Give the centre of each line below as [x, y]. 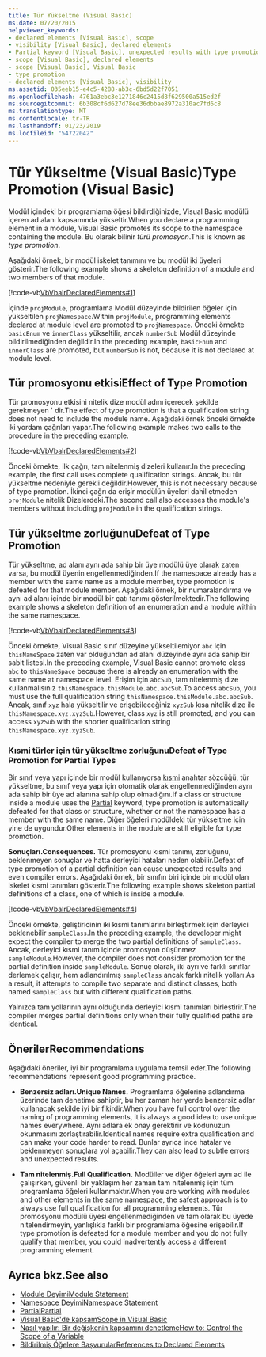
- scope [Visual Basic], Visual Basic [72, 67]
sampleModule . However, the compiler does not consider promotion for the [127, 958]
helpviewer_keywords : [44, 30]
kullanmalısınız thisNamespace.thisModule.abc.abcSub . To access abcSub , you [132, 688]
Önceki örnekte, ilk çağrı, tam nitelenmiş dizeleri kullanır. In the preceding [127, 466]
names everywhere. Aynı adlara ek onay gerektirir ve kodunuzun [125, 1126]
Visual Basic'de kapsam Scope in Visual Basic [93, 1320]
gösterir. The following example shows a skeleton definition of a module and [131, 268]
